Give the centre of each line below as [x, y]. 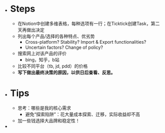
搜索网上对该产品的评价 [42, 53]
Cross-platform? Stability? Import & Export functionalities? [86, 42]
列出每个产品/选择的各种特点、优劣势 [56, 36]
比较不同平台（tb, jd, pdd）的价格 [53, 66]
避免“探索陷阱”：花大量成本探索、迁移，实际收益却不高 [82, 114]
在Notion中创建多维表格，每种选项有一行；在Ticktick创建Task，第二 [89, 23]
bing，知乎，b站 [42, 59]
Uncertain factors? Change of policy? [64, 47]
